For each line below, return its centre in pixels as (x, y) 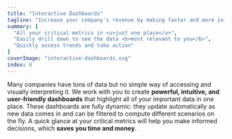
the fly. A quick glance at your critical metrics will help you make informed (112, 120)
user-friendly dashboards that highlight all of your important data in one (110, 99)
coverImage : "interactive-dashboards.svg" (69, 58)
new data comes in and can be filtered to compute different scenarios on (111, 114)
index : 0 (20, 65)
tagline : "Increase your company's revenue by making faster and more (111, 20)
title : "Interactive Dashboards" (55, 13)
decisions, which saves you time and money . (72, 128)
